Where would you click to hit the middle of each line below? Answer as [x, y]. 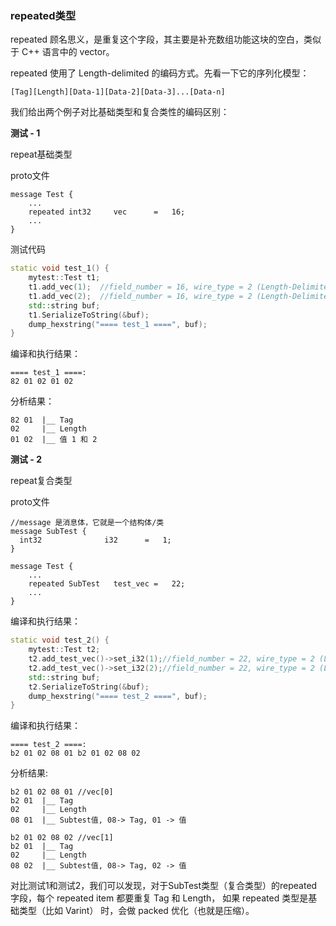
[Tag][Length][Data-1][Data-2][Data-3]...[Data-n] [118, 92]
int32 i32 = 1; [95, 540]
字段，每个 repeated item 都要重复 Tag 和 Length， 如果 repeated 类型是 [159, 898]
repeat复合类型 [41, 481]
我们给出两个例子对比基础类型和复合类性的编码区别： [120, 112]
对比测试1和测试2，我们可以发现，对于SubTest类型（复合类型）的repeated [164, 886]
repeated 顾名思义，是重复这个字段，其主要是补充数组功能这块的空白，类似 [166, 39]
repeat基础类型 [41, 154]
